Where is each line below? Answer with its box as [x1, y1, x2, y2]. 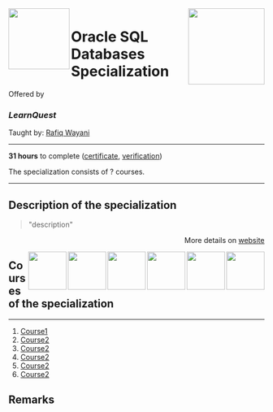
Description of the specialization [8, 198, 177, 212]
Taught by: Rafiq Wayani [8, 128, 90, 137]
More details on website [184, 236, 265, 245]
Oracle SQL [71, 28, 149, 46]
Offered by [8, 89, 45, 98]
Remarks [8, 393, 55, 407]
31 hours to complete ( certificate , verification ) [8, 151, 162, 161]
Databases [71, 45, 145, 63]
